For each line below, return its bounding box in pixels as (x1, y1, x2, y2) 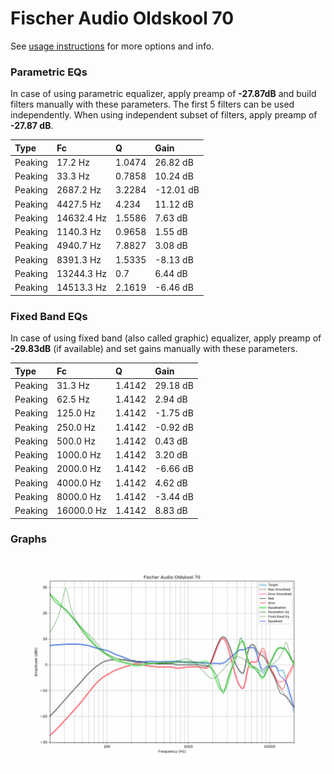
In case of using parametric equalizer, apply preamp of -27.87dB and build (10, 88, 317, 100)
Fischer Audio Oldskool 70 (10, 7, 235, 30)
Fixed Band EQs (10, 309, 88, 323)
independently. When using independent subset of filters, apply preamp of (10, 109, 318, 121)
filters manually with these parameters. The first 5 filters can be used (10, 98, 295, 111)
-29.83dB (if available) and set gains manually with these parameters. (10, 343, 298, 355)
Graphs (10, 532, 47, 546)
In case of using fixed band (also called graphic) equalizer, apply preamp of (10, 332, 322, 344)
